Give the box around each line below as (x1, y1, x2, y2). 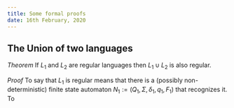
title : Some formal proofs (7, 10, 86, 17)
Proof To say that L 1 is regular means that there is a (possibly (7, 76, 184, 86)
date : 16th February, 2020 (7, 17, 86, 24)
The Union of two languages (7, 43, 133, 54)
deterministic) (7, 85, 48, 93)
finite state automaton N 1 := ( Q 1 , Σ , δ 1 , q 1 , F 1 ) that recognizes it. (48, 85, 228, 95)
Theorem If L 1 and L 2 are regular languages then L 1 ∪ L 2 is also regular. (7, 61, 212, 71)
